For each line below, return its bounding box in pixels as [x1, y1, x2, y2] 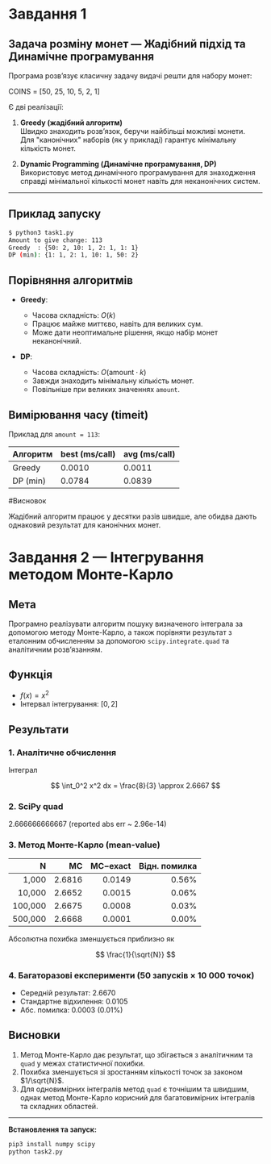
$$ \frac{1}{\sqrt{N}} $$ [95, 949, 176, 959]
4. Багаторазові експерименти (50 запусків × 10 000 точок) [8, 970, 255, 981]
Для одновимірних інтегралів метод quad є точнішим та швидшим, [19, 1084, 249, 1094]
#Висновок [8, 495, 47, 505]
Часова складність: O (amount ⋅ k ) [31, 368, 147, 378]
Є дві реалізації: [8, 102, 65, 111]
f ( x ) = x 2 [19, 689, 50, 700]
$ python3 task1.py [8, 228, 74, 236]
